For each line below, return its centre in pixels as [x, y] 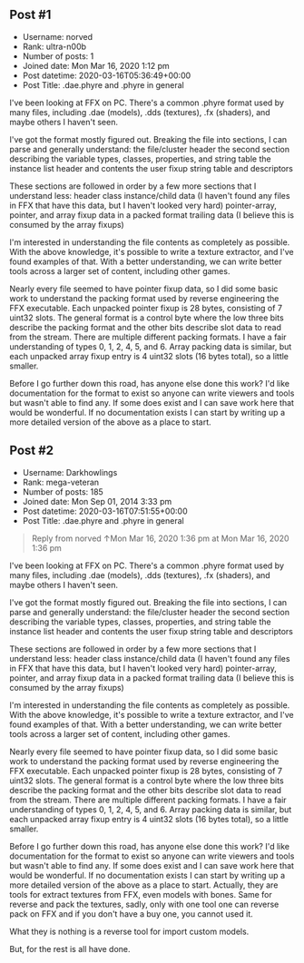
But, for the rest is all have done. [70, 948]
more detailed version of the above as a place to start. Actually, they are [144, 885]
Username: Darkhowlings [70, 472]
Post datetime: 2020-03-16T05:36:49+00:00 [107, 75]
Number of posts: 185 [63, 491]
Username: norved [58, 36]
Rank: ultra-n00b [54, 46]
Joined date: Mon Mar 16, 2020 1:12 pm [96, 65]
